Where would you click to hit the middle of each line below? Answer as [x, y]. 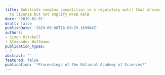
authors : [14, 33]
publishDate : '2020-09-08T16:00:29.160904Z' [52, 28]
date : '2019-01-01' [25, 19]
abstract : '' [19, 56]
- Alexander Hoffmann [27, 42]
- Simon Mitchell [23, 37]
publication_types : [25, 46]
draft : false [19, 23]
